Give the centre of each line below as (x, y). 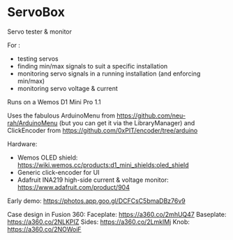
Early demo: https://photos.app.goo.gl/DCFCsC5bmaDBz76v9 (97, 201)
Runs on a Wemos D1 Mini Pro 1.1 (54, 101)
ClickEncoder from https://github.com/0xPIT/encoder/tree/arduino (103, 130)
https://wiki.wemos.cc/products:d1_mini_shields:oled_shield (103, 164)
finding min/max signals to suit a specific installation (92, 66)
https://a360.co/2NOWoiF (44, 229)
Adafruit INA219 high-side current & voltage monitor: (93, 180)
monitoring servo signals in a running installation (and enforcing (109, 73)
